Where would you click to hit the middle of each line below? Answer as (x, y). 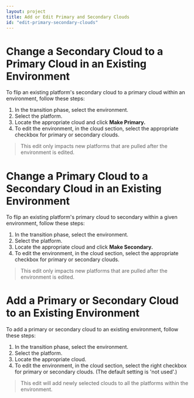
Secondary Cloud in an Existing (84, 188)
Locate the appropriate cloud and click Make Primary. (80, 122)
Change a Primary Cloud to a (77, 176)
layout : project (26, 11)
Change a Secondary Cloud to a (85, 51)
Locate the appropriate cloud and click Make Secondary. (84, 247)
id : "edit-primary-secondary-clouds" (52, 22)
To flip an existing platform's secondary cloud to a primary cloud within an (96, 92)
